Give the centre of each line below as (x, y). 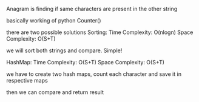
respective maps (27, 80)
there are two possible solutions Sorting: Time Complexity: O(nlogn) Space (100, 32)
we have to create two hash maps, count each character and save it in (94, 74)
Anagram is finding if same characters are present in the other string (92, 9)
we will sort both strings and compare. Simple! (64, 50)
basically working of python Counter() (54, 20)
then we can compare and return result (55, 92)
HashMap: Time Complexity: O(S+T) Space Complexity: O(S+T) (86, 62)
